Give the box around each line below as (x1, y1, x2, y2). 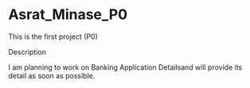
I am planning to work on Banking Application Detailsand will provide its (8, 62, 243, 72)
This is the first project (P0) (8, 32, 98, 41)
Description (8, 47, 46, 56)
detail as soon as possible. (8, 71, 96, 80)
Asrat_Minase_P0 (8, 6, 128, 24)
